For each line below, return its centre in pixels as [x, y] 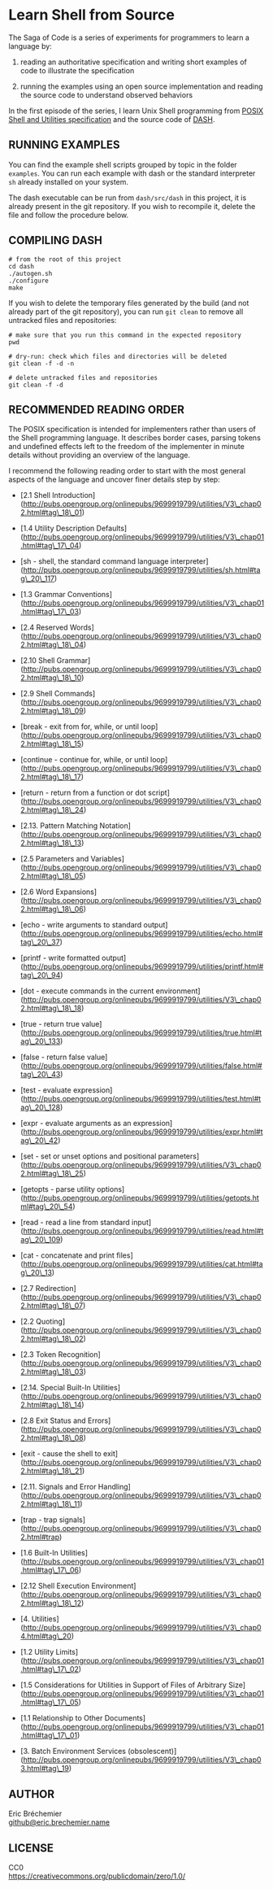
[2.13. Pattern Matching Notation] [76, 826]
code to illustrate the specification [77, 70]
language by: [30, 46]
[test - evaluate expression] [66, 1090]
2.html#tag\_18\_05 [52, 876]
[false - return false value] [64, 1057]
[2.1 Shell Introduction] [58, 495]
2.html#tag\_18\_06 [52, 910]
